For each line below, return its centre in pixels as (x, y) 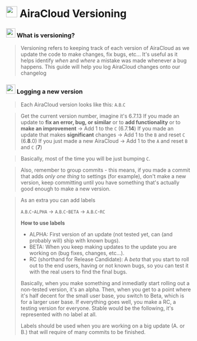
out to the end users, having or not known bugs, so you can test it (109, 265)
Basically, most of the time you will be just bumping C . (86, 158)
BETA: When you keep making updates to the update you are (103, 246)
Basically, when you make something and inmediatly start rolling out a (105, 283)
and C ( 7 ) (31, 147)
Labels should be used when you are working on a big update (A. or (103, 326)
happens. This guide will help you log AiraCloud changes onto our (100, 67)
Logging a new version (50, 92)
